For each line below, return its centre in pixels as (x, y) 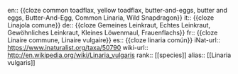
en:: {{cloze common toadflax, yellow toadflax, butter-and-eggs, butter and (117, 10)
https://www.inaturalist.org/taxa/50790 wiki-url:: (78, 48)
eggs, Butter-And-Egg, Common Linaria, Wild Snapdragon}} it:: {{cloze (111, 18)
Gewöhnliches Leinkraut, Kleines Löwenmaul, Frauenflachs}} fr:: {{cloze (113, 32)
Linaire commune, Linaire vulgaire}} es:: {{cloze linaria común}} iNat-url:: (114, 40)
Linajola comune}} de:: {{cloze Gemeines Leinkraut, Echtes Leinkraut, (109, 25)
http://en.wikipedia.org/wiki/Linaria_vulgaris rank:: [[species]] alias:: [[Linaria (119, 55)
